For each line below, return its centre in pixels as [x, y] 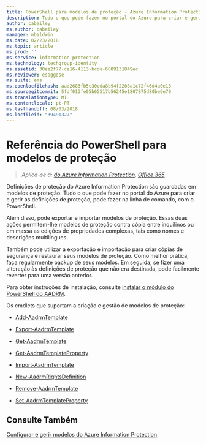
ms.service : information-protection [53, 58]
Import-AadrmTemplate [45, 365]
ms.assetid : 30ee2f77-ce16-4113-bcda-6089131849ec [72, 69]
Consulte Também [42, 420]
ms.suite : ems [25, 80]
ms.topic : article [30, 47]
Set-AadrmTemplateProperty [51, 401]
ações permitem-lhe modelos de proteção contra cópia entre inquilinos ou [100, 225]
